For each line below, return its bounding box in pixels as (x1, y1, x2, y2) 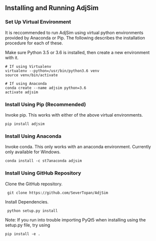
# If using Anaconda (5, 81, 47, 86)
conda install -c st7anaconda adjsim (5, 159, 82, 163)
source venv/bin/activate (5, 73, 58, 78)
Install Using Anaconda (5, 133, 62, 140)
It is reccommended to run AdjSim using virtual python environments (5, 29, 143, 36)
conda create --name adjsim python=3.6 (5, 85, 87, 90)
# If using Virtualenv (5, 64, 51, 69)
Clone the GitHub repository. (5, 181, 63, 187)
